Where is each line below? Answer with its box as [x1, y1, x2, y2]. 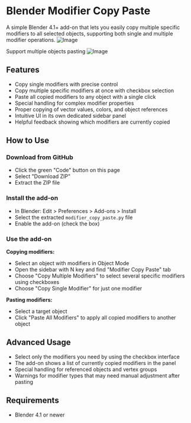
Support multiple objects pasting [6, 47, 86, 54]
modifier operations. [6, 36, 56, 43]
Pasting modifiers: [6, 296, 53, 303]
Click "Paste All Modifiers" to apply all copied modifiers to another [14, 314, 176, 321]
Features [6, 65, 40, 75]
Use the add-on [6, 235, 52, 243]
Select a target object [14, 308, 67, 315]
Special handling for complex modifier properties [14, 99, 134, 106]
